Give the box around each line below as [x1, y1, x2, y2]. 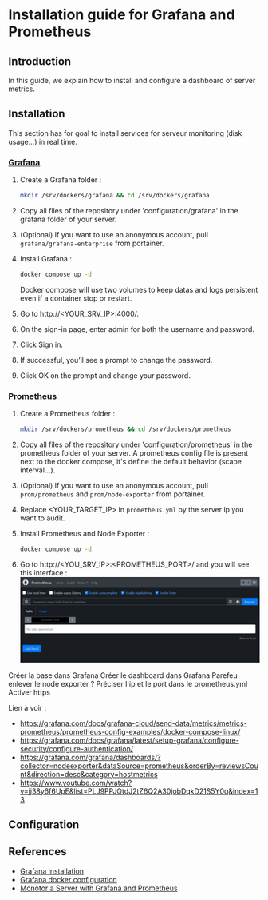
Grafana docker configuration [19, 874, 117, 884]
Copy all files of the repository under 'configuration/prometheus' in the [19, 440, 253, 449]
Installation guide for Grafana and [8, 6, 235, 24]
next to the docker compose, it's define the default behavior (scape [19, 457, 242, 467]
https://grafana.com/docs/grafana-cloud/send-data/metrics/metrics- [19, 718, 247, 728]
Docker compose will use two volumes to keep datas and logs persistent [19, 285, 258, 294]
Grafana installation [19, 866, 85, 876]
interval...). [19, 465, 56, 475]
